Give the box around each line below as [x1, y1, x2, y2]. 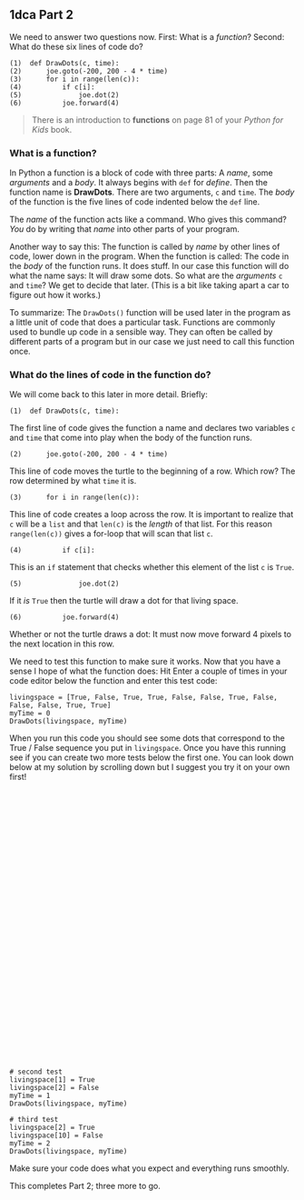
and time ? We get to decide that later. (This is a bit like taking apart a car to [9, 280, 289, 291]
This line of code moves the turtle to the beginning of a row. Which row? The [9, 465, 296, 476]
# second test [9, 1067, 64, 1076]
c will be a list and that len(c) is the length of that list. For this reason [9, 518, 272, 530]
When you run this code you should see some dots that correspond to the [9, 733, 286, 744]
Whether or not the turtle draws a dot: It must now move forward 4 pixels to [9, 629, 292, 640]
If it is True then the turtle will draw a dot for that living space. [9, 595, 239, 606]
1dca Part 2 [9, 7, 74, 23]
